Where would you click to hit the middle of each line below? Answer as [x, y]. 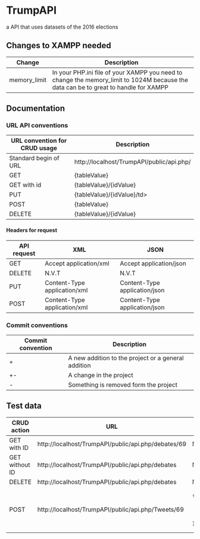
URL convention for [39, 141]
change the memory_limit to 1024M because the [120, 80]
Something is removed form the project [123, 385]
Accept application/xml [77, 263]
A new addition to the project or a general [126, 358]
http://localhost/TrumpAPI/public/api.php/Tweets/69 [111, 509]
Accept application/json [153, 263]
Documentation [36, 109]
